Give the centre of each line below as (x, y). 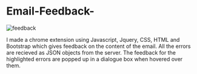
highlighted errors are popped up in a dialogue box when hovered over (95, 59)
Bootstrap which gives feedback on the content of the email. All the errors (98, 46)
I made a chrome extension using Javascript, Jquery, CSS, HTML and (93, 39)
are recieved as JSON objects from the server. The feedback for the (91, 52)
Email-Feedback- (51, 11)
